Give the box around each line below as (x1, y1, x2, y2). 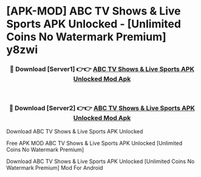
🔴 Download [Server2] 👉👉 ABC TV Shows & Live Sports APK (9, 104, 196, 113)
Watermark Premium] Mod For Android (6, 164, 103, 171)
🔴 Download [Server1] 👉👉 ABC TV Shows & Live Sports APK (10, 65, 194, 73)
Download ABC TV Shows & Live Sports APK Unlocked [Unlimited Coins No (6, 158, 195, 165)
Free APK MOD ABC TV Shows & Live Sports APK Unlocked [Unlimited (6, 139, 183, 147)
